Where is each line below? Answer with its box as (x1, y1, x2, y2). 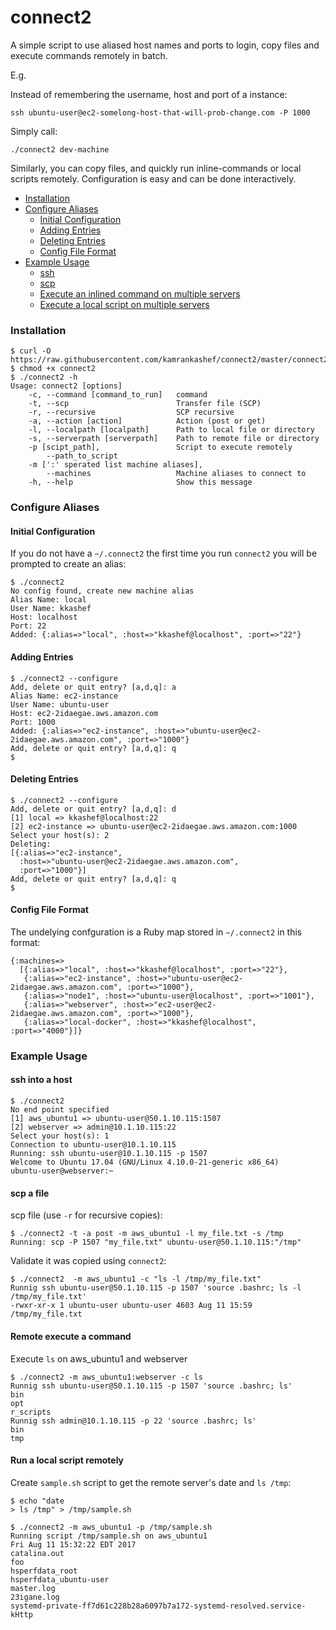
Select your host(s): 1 (10, 1131, 110, 1141)
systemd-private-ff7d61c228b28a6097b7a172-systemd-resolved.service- (10, 1601, 307, 1611)
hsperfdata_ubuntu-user (10, 1574, 110, 1585)
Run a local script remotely (10, 1454, 125, 1466)
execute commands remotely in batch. (10, 49, 168, 61)
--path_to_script (46, 451, 118, 461)
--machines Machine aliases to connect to (46, 469, 307, 479)
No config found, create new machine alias (10, 586, 195, 596)
